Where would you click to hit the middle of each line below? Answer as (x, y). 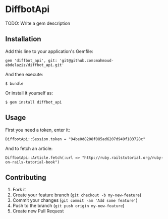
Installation (23, 39)
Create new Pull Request (38, 211)
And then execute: (24, 74)
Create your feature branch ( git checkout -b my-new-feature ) (77, 195)
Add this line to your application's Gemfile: (49, 51)
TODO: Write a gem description (38, 23)
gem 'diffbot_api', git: (31, 61)
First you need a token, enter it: (38, 130)
